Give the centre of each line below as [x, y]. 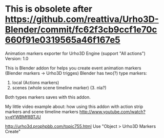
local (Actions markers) [36, 82]
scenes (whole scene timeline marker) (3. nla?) [59, 87]
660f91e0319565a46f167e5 [63, 40]
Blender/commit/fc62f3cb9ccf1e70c [81, 30]
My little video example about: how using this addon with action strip [74, 106]
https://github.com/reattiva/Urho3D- [82, 19]
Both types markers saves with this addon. [48, 97]
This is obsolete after [49, 9]
